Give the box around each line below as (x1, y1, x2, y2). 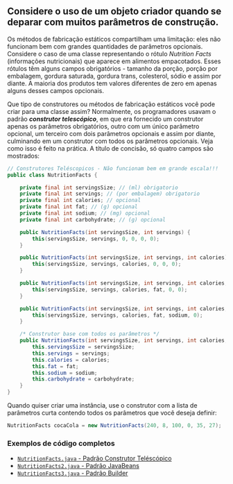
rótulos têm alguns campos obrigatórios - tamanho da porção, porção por (7, 64, 218, 72)
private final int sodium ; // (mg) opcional (19, 210, 150, 217)
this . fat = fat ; (32, 362, 79, 370)
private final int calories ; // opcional (19, 197, 141, 204)
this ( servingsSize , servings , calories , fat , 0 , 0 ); (32, 286, 188, 293)
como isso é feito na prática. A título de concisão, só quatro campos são (7, 144, 214, 152)
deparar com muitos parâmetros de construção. (7, 17, 219, 28)
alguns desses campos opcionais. (7, 86, 104, 94)
